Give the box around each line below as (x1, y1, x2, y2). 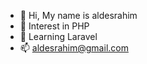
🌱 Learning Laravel (19, 31, 98, 42)
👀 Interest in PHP (19, 20, 90, 32)
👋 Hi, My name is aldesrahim (19, 10, 138, 21)
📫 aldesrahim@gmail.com (19, 42, 129, 54)
